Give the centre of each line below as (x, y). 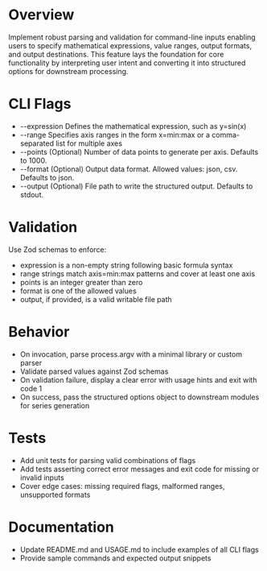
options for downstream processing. (68, 71)
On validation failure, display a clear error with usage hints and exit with (138, 379)
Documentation (62, 527)
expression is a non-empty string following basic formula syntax (126, 265)
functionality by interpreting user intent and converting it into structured (127, 63)
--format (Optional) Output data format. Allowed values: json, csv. (129, 169)
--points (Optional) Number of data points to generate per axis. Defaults (139, 151)
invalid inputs (42, 478)
